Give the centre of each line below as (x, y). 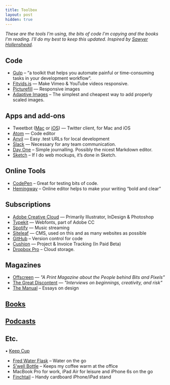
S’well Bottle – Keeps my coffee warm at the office (65, 366)
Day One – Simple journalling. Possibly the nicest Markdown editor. (82, 150)
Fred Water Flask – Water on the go (49, 361)
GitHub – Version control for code (47, 238)
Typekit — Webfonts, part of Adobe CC (54, 222)
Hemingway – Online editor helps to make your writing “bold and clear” (87, 188)
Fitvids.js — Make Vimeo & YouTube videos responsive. (71, 84)
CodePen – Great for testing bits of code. (56, 183)
